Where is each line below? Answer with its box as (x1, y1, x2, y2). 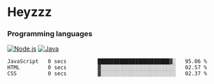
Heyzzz (7, 4, 52, 20)
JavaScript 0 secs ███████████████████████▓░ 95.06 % (7, 58, 208, 65)
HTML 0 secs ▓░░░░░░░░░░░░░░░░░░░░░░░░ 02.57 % (7, 64, 208, 72)
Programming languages (7, 29, 93, 39)
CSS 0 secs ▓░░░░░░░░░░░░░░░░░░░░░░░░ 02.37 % (7, 70, 208, 77)
